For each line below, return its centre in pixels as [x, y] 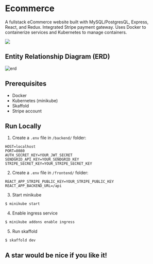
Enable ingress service [35, 213]
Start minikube [27, 195]
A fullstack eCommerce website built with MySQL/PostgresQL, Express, [77, 22]
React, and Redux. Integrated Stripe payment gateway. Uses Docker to [76, 27]
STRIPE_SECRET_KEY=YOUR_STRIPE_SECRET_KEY [49, 164]
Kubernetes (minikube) [35, 101]
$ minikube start [23, 204]
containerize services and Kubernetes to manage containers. [66, 32]
